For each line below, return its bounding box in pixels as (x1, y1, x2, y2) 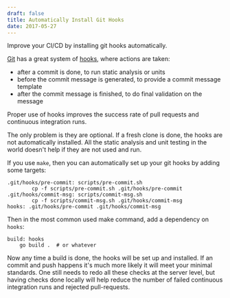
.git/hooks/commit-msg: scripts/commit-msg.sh (7, 191, 143, 199)
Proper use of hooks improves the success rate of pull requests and (7, 110, 199, 119)
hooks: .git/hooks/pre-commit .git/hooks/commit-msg (7, 203, 161, 210)
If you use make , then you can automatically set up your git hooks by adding (7, 159, 220, 167)
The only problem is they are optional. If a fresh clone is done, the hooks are (7, 131, 223, 139)
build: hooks (7, 236, 45, 243)
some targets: (7, 166, 47, 175)
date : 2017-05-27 (7, 23, 57, 29)
